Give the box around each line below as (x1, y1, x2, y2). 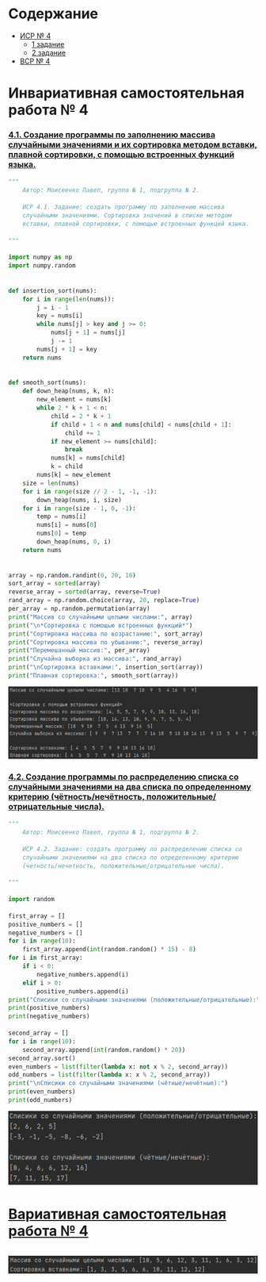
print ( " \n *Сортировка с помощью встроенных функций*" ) (8, 621, 193, 629)
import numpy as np (8, 253, 73, 262)
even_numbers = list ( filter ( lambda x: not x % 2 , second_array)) (8, 1062, 228, 1071)
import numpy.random (8, 262, 77, 270)
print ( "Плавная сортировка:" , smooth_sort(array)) (8, 672, 179, 680)
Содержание (8, 5, 99, 23)
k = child (50, 463, 83, 470)
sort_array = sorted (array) (8, 580, 101, 588)
